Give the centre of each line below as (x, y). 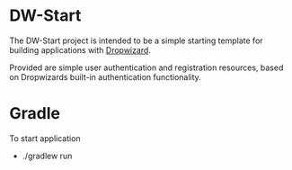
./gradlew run (47, 156)
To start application (45, 138)
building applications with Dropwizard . (80, 49)
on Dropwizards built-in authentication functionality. (106, 76)
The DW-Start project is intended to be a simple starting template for (136, 40)
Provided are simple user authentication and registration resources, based (146, 67)
